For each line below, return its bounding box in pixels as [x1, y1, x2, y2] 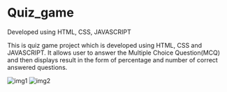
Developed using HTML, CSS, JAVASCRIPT [7, 28, 131, 36]
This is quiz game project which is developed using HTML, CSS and [7, 41, 203, 49]
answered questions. [7, 63, 68, 71]
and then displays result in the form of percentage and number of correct [7, 55, 218, 64]
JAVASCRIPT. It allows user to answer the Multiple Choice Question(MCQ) [7, 48, 221, 57]
